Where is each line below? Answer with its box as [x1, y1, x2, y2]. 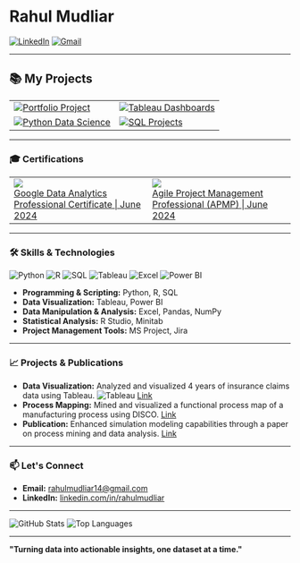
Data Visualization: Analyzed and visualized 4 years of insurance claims [21, 380, 290, 391]
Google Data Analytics [13, 187, 107, 200]
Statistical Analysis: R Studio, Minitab [21, 316, 163, 327]
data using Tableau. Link [21, 389, 154, 400]
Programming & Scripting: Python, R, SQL [21, 287, 179, 298]
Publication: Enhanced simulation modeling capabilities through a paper [21, 418, 288, 429]
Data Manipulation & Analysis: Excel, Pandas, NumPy [21, 306, 221, 317]
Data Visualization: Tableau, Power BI [21, 297, 163, 308]
